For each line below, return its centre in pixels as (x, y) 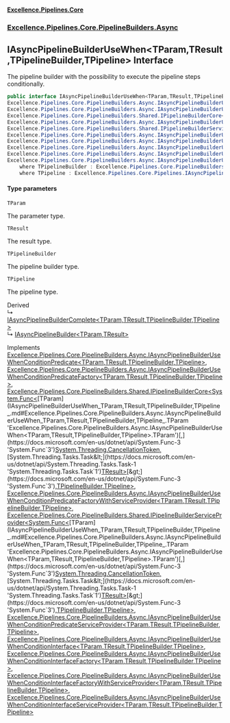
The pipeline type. (33, 292)
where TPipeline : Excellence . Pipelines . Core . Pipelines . (102, 173)
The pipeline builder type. (43, 266)
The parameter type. (36, 215)
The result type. (29, 241)
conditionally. (26, 84)
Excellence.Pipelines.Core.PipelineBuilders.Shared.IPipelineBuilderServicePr (115, 515)
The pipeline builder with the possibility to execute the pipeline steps (104, 77)
